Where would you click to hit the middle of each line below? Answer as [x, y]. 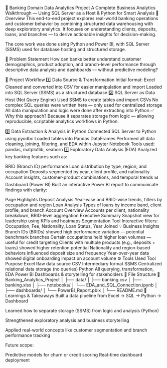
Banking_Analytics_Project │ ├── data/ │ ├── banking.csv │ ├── [73, 280]
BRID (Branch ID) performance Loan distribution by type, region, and [76, 166]
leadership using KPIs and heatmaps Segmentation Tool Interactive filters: [81, 221]
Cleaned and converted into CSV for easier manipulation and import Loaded [83, 87]
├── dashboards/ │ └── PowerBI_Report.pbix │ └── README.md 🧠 [76, 290]
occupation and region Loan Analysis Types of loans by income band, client [83, 205]
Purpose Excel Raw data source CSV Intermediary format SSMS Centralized [83, 264]
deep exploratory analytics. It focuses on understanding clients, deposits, [81, 29]
